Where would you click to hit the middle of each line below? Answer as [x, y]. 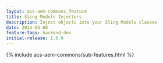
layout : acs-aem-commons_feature [47, 11]
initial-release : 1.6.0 [35, 38]
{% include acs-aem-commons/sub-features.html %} [70, 55]
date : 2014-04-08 [27, 27]
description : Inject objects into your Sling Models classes [82, 22]
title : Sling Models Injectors [44, 17]
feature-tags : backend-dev [39, 33]
